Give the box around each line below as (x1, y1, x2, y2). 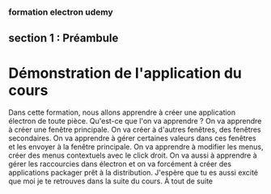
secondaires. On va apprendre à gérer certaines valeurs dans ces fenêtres (8, 133, 256, 143)
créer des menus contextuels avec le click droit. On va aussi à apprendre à (8, 150, 257, 160)
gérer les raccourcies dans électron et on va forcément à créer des (8, 159, 232, 169)
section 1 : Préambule (8, 32, 119, 45)
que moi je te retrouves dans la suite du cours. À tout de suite (8, 176, 214, 186)
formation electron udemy (8, 6, 113, 18)
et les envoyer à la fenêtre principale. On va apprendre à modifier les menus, (8, 142, 265, 152)
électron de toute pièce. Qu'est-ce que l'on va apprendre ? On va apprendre (8, 116, 262, 126)
